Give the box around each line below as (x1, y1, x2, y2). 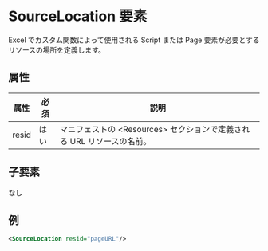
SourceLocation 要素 (8, 7, 148, 25)
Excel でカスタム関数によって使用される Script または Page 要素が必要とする (8, 35, 260, 45)
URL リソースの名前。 (69, 135, 152, 147)
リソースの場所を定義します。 (8, 45, 105, 54)
